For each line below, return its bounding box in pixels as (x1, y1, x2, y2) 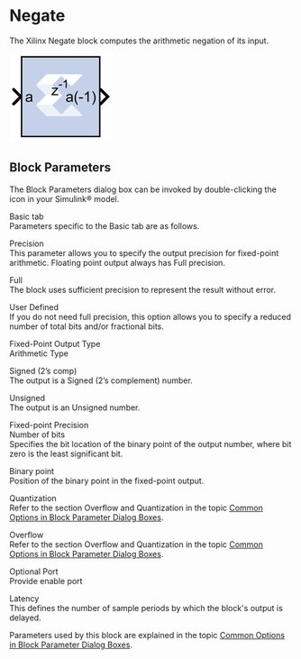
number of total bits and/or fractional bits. (9, 321, 164, 332)
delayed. (9, 612, 42, 623)
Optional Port (9, 565, 59, 577)
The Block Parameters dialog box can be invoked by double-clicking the (9, 184, 277, 195)
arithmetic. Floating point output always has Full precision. (9, 257, 225, 268)
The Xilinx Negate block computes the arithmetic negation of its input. (9, 35, 269, 46)
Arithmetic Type (9, 348, 69, 359)
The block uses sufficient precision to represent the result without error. (9, 284, 277, 295)
